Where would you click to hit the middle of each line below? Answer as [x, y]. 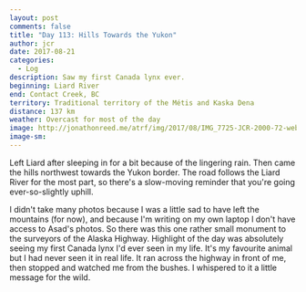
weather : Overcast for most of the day [85, 120]
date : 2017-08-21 [42, 52]
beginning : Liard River [55, 86]
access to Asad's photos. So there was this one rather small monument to [148, 228]
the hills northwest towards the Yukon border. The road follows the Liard [145, 172]
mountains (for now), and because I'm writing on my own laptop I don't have [153, 219]
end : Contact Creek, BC [55, 94]
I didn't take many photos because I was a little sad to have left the [134, 209]
